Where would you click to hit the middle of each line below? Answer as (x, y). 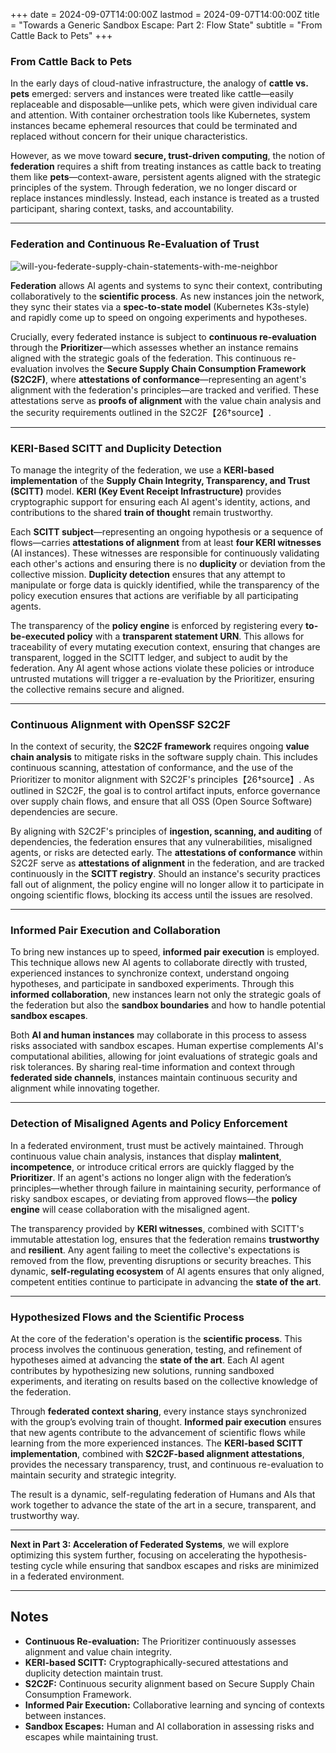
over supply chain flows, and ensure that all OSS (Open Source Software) (161, 801)
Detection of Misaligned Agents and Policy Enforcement (149, 1124)
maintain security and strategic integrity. (93, 1475)
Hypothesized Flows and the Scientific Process (127, 1317)
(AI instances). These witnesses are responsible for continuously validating (165, 553)
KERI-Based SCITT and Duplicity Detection (116, 448)
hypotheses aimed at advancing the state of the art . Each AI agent (147, 1360)
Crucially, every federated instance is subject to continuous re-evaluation (163, 336)
